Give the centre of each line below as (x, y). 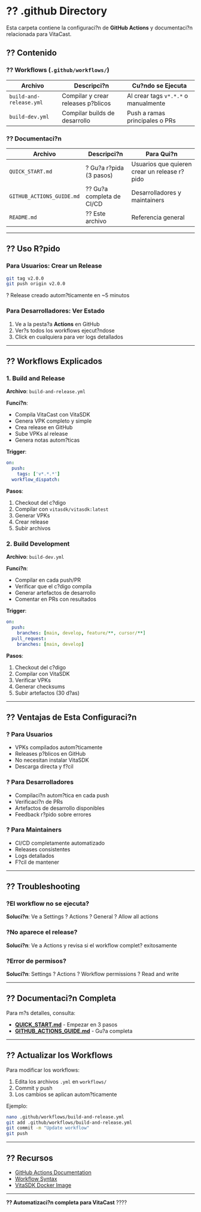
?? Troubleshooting (43, 887)
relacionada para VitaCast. (39, 34)
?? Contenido (31, 53)
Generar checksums (40, 686)
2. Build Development (38, 543)
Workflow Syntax (36, 1179)
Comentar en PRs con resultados (56, 599)
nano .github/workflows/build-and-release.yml (65, 1117)
